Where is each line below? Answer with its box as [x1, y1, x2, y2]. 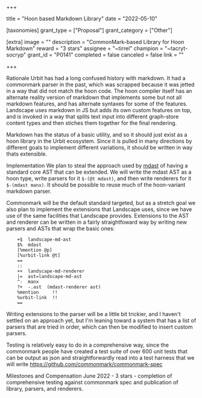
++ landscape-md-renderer [17, 268, 85, 274]
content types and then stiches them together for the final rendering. [6, 119, 177, 127]
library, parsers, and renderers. [6, 385, 83, 392]
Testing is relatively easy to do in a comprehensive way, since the [6, 341, 169, 349]
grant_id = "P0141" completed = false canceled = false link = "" [27, 51, 184, 58]
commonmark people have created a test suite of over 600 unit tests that [6, 348, 188, 355]
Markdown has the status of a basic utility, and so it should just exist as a [6, 131, 188, 138]
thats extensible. [6, 150, 48, 157]
